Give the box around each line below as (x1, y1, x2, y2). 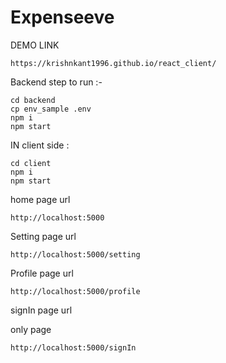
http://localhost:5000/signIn (10, 342, 137, 353)
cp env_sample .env (10, 104, 92, 114)
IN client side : (10, 139, 70, 151)
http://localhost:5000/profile (10, 286, 141, 296)
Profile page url (10, 267, 74, 279)
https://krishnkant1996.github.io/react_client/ (10, 58, 217, 68)
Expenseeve (10, 6, 115, 29)
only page (10, 323, 52, 335)
